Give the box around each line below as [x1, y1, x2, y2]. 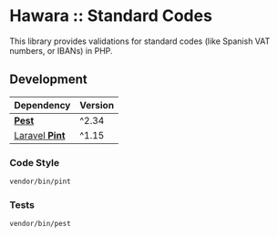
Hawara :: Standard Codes [9, 5, 212, 26]
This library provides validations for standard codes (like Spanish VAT [9, 36, 271, 46]
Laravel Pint [14, 129, 66, 141]
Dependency [14, 98, 71, 111]
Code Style [9, 156, 60, 169]
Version [79, 98, 115, 111]
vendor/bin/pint [9, 177, 71, 187]
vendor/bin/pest [9, 220, 71, 229]
